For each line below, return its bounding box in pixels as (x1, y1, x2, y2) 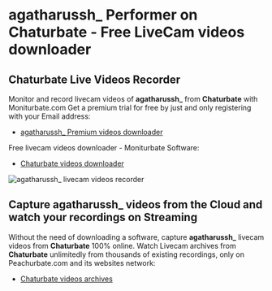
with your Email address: (8, 111, 91, 121)
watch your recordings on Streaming (8, 211, 197, 224)
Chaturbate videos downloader (19, 159, 124, 168)
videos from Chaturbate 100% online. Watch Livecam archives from (8, 241, 237, 250)
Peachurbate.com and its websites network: (8, 258, 156, 267)
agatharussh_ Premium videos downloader (19, 128, 163, 137)
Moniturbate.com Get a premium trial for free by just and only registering (8, 103, 252, 112)
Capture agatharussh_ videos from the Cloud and (8, 198, 263, 212)
